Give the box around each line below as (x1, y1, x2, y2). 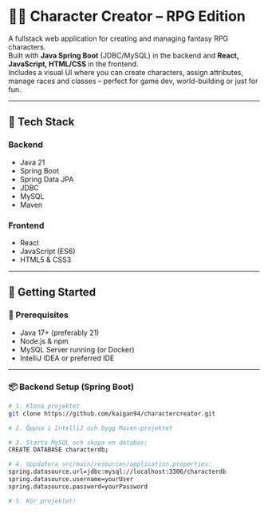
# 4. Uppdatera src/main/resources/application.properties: (8, 460, 213, 468)
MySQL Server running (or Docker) (19, 344, 135, 354)
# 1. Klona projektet (8, 402, 81, 410)
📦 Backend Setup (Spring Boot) (8, 381, 134, 392)
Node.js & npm (19, 336, 69, 346)
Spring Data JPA (19, 174, 74, 184)
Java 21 (19, 157, 45, 167)
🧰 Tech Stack (8, 115, 75, 129)
